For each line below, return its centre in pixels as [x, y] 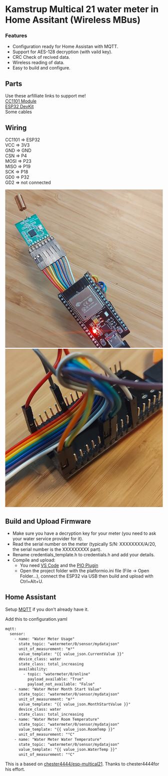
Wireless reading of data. [38, 63]
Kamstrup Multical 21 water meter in [82, 9]
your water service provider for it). [48, 538]
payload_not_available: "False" [61, 684]
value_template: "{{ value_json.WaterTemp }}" [68, 749]
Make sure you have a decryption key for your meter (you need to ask [84, 533]
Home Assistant [31, 597]
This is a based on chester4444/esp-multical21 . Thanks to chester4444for [82, 764]
